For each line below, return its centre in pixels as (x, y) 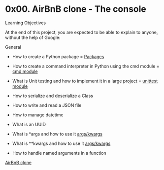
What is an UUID (29, 124)
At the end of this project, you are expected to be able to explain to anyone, (82, 32)
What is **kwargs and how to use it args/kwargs (61, 143)
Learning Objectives (25, 23)
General (13, 47)
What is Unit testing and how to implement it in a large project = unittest (85, 81)
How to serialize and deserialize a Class (53, 96)
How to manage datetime (38, 115)
